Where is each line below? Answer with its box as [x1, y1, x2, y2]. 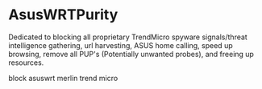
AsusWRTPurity [8, 6, 119, 24]
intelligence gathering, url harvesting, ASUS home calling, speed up [8, 40, 233, 50]
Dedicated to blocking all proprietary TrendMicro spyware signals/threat [8, 32, 247, 42]
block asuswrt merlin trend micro [8, 73, 119, 83]
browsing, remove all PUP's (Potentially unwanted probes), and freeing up [8, 49, 254, 59]
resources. [8, 58, 44, 67]
